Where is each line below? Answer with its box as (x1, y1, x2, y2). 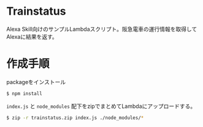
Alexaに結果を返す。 (6, 33, 58, 40)
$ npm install (6, 90, 43, 96)
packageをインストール (6, 78, 66, 85)
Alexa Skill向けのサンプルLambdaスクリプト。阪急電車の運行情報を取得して (6, 25, 197, 33)
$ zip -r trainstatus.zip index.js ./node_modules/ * (6, 115, 144, 121)
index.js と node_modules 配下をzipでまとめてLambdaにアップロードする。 (6, 102, 196, 110)
